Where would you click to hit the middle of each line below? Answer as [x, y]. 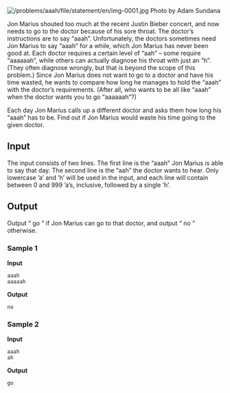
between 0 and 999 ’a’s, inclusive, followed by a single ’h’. [89, 185]
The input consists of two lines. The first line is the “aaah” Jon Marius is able [115, 163]
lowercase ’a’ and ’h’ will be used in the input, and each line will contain [108, 177]
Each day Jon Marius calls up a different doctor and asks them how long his [114, 110]
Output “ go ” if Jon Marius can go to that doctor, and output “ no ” [101, 223]
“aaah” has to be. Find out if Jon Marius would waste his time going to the [112, 117]
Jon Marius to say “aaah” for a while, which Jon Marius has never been [108, 46]
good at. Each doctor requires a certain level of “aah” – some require [104, 53]
